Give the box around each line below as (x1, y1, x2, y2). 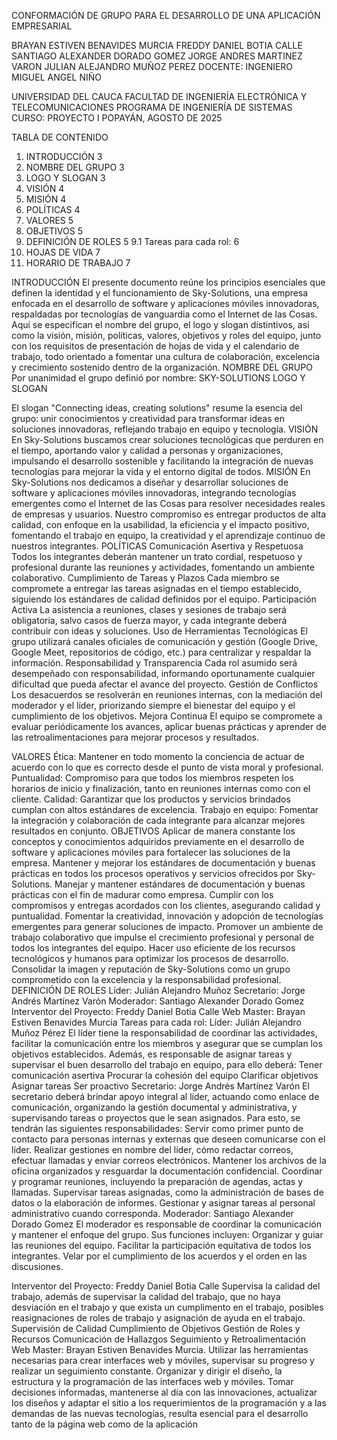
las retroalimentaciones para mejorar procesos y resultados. (11, 731, 259, 743)
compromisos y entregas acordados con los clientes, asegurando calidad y (11, 900, 321, 911)
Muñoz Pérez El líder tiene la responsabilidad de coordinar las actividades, (11, 1027, 318, 1039)
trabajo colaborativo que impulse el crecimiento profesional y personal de (11, 931, 315, 943)
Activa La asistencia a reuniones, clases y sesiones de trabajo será (11, 604, 287, 615)
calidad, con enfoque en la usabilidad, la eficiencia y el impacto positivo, (11, 519, 310, 530)
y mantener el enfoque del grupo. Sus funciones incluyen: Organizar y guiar (11, 1229, 324, 1240)
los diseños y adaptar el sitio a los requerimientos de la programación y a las (11, 1397, 327, 1409)
